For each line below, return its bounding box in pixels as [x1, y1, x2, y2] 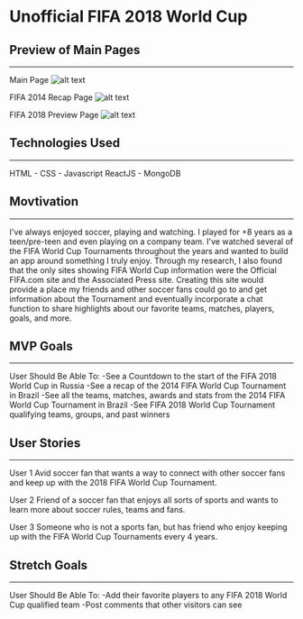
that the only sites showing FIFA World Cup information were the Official [9, 264, 277, 276]
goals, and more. [9, 313, 72, 323]
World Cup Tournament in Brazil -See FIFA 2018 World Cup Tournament [9, 399, 276, 411]
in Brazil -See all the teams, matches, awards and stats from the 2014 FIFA [9, 390, 286, 401]
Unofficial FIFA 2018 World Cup [9, 6, 248, 27]
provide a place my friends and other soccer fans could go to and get [9, 284, 268, 295]
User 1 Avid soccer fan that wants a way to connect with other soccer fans [9, 468, 286, 478]
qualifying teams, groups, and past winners [9, 409, 170, 420]
